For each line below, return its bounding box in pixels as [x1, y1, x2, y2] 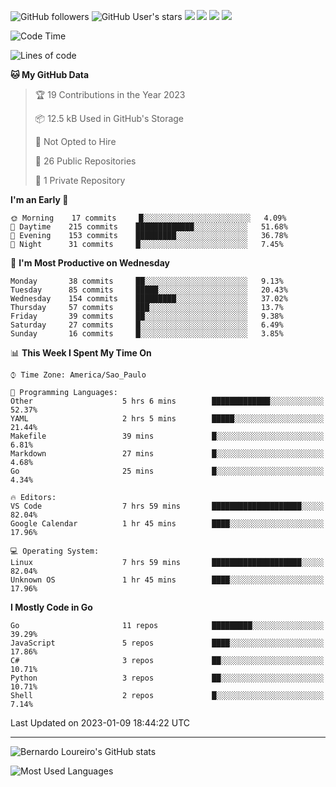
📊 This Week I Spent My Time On [10, 347, 152, 359]
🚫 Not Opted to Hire [34, 136, 117, 147]
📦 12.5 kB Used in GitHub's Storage [34, 113, 185, 124]
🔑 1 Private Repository [34, 175, 126, 186]
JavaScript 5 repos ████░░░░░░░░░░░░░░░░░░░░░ [10, 638, 325, 648]
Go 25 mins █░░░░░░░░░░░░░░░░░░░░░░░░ [10, 466, 325, 476]
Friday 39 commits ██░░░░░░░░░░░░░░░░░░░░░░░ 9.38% [10, 311, 284, 321]
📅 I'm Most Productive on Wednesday [10, 257, 170, 269]
